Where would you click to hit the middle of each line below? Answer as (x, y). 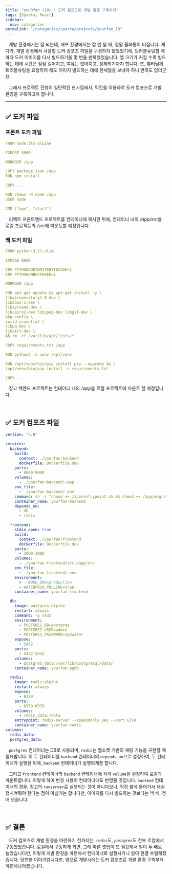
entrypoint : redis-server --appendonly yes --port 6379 (76, 720)
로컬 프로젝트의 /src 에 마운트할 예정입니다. (48, 225)
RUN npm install (23, 176)
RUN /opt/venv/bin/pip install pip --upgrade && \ (60, 364)
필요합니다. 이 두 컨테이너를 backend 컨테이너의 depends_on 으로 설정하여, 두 (81, 756)
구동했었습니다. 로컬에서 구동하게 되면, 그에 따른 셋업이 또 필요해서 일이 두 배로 (84, 847)
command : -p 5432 (33, 615)
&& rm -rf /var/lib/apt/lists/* (40, 336)
